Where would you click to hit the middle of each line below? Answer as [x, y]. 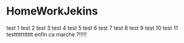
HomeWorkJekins [52, 11]
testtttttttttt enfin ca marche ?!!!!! [47, 34]
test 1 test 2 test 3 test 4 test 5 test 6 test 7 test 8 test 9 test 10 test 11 [92, 28]
